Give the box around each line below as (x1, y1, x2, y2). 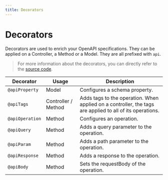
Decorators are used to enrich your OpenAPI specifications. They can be (5, 46, 155, 52)
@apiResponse (7, 152, 39, 158)
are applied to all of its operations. (79, 107, 159, 114)
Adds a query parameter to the (79, 123, 152, 130)
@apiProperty (7, 87, 39, 93)
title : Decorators (5, 7, 43, 13)
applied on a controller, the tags (79, 101, 154, 108)
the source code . (17, 66, 53, 72)
